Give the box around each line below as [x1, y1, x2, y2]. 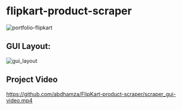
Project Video [6, 75, 58, 85]
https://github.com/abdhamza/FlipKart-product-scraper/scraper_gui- [6, 90, 176, 97]
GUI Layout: [6, 41, 51, 51]
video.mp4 [6, 97, 33, 104]
